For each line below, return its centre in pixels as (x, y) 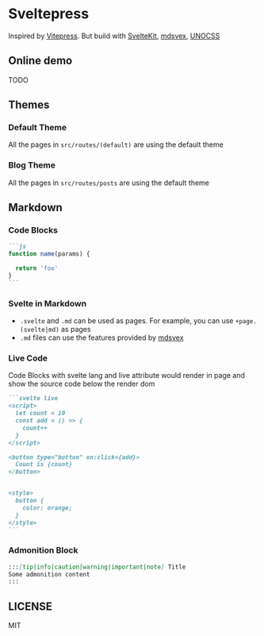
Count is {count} (44, 464)
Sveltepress (49, 14)
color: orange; (48, 508)
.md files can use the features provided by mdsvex (101, 337)
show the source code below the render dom (82, 384)
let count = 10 (40, 414)
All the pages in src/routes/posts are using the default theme (109, 183)
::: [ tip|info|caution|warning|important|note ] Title (97, 567)
